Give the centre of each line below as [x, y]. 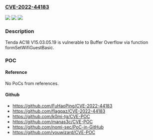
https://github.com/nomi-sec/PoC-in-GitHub [58, 127]
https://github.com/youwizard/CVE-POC [54, 132]
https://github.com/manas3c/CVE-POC [53, 122]
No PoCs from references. [32, 83]
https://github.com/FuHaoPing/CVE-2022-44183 [62, 106]
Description [20, 31]
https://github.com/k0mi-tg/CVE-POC [51, 116]
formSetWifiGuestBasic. [30, 47]
